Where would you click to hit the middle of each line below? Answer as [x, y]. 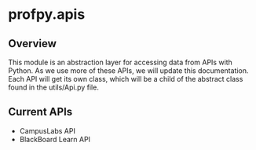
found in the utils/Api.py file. [54, 87]
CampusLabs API [48, 130]
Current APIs [40, 112]
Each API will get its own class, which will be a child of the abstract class [126, 79]
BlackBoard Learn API [55, 139]
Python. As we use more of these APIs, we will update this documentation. [128, 71]
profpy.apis [47, 15]
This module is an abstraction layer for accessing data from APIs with [121, 62]
